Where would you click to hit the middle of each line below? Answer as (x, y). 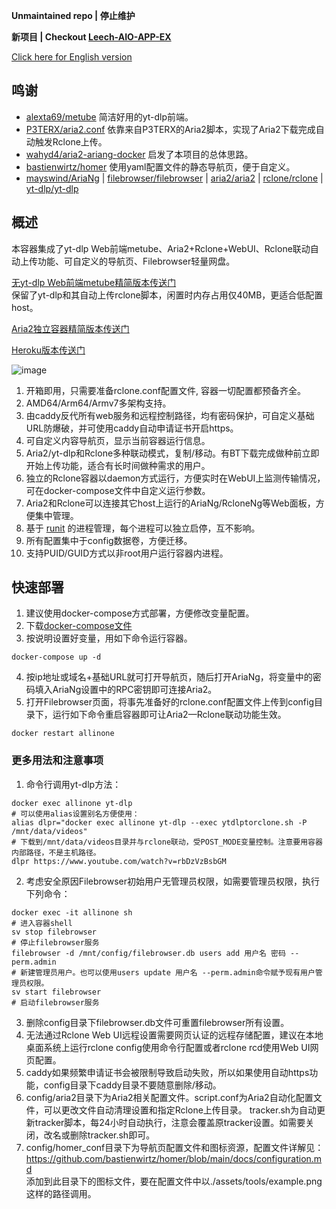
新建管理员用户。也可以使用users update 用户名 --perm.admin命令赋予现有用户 (168, 972)
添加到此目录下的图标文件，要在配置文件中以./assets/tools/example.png (174, 1181)
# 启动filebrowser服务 (55, 1002)
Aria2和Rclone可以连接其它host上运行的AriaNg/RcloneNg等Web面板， (170, 503)
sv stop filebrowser (54, 932)
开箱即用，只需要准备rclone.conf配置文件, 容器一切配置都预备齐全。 (165, 390)
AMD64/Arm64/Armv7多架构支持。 (98, 403)
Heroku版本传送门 (48, 350)
